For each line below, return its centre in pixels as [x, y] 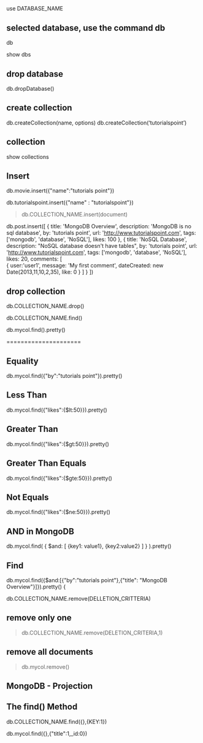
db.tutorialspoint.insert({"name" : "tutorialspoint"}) [70, 202]
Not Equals [28, 497]
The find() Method [42, 707]
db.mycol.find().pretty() [36, 330]
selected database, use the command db [86, 28]
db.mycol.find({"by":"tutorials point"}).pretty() [64, 376]
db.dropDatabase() [30, 89]
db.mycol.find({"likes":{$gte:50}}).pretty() [59, 478]
